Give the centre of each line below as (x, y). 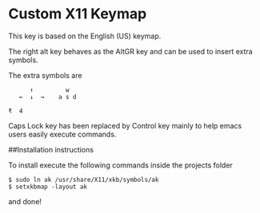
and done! (25, 201)
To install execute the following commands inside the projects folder (121, 165)
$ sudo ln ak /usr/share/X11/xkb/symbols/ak (84, 179)
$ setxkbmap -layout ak (48, 187)
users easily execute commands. (62, 134)
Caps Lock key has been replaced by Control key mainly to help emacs (125, 125)
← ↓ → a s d (48, 97)
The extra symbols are (45, 75)
